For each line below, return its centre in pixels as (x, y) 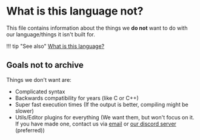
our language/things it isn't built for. (51, 34)
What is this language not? (75, 11)
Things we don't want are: (39, 79)
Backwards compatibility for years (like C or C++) (77, 98)
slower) (25, 111)
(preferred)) (30, 130)
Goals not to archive (45, 65)
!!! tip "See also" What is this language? (55, 46)
